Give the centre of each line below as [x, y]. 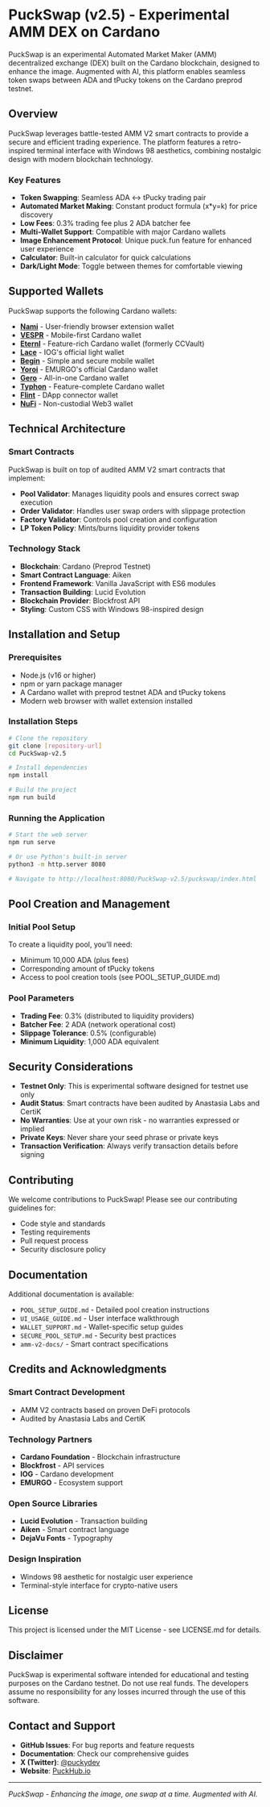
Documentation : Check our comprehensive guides [104, 1754]
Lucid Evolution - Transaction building [84, 1521]
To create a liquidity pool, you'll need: [70, 944]
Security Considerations [71, 1067]
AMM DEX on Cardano [84, 32]
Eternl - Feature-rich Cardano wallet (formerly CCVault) [112, 343]
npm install [28, 776]
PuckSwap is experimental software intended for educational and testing [129, 1675]
